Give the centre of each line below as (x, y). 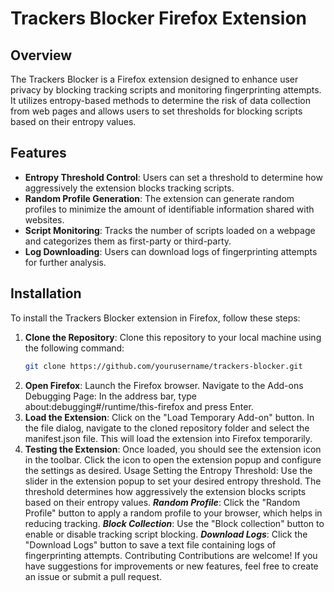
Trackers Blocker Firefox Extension (159, 18)
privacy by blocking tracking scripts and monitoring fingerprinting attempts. (166, 90)
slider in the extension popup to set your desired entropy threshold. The (173, 481)
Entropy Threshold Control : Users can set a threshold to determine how (173, 177)
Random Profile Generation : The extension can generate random (159, 198)
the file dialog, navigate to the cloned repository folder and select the (167, 428)
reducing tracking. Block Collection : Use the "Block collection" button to (174, 523)
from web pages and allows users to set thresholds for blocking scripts (156, 111)
